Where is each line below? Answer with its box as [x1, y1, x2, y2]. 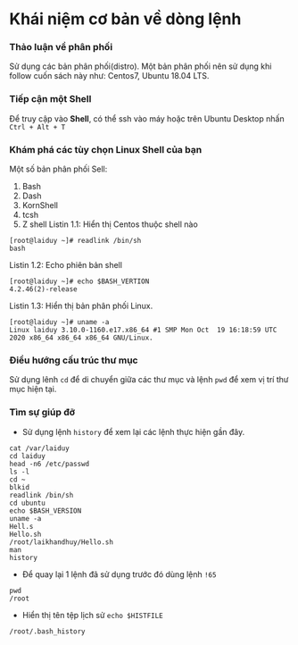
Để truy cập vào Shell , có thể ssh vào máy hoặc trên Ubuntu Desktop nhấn [9, 113, 285, 124]
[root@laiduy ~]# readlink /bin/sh [9, 237, 142, 246]
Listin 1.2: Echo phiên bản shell [9, 260, 123, 271]
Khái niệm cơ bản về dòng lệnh [9, 9, 242, 29]
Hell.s [9, 522, 34, 531]
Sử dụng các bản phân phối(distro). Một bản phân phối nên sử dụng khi [9, 61, 272, 71]
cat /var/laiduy [9, 443, 70, 453]
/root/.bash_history [9, 626, 87, 636]
